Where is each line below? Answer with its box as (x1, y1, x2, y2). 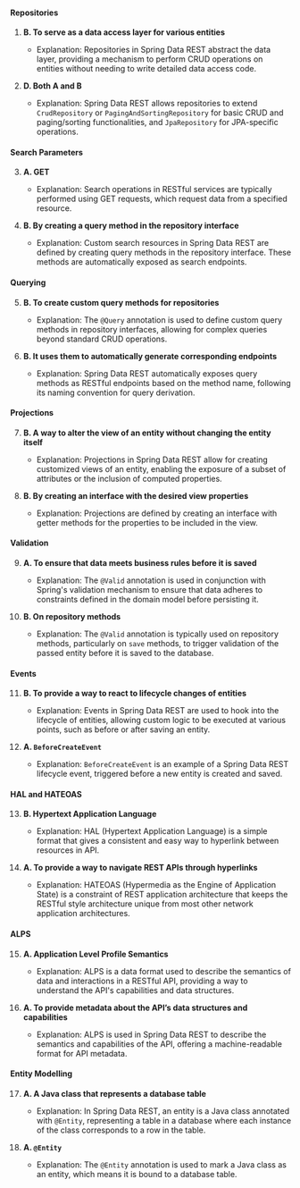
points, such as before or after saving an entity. (36, 724, 211, 735)
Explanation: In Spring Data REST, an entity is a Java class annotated (36, 1105, 289, 1116)
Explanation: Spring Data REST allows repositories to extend (36, 98, 258, 109)
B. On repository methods (22, 611, 121, 622)
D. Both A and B (22, 80, 82, 91)
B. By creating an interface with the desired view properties (22, 490, 249, 501)
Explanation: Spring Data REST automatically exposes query (36, 367, 258, 379)
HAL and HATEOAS (10, 788, 83, 799)
